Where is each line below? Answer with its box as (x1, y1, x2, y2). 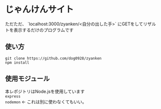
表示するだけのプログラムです (13, 27, 74, 33)
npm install (5, 60, 29, 65)
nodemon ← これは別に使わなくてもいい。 (5, 99, 87, 105)
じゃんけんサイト (5, 4, 74, 15)
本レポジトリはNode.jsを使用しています (5, 88, 85, 94)
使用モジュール (5, 74, 50, 83)
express (5, 94, 21, 99)
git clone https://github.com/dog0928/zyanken (5, 56, 102, 61)
